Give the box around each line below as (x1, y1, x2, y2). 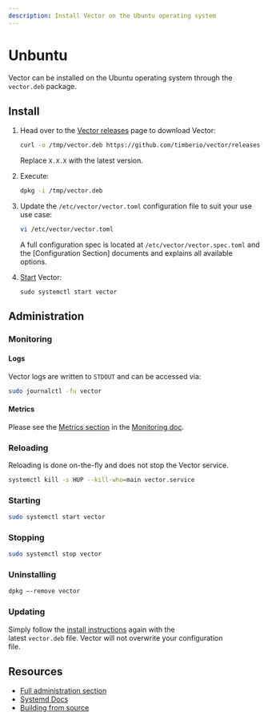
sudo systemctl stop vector (8, 550, 102, 558)
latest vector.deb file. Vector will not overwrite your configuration (8, 633, 223, 642)
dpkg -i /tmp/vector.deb (19, 187, 103, 195)
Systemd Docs (19, 694, 69, 704)
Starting (8, 495, 42, 506)
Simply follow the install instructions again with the (8, 625, 175, 634)
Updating (8, 606, 46, 617)
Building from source (19, 703, 90, 713)
